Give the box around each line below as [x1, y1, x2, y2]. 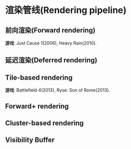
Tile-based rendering [5, 73, 73, 82]
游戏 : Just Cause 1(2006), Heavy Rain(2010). [5, 40, 97, 46]
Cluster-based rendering [5, 119, 84, 127]
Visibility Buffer [5, 136, 55, 145]
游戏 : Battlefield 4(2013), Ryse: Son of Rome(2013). [5, 87, 111, 93]
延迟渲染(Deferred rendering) [5, 56, 98, 65]
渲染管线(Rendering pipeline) [5, 4, 127, 16]
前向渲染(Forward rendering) [5, 26, 96, 34]
